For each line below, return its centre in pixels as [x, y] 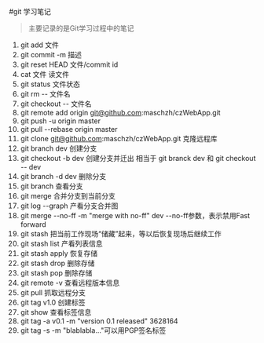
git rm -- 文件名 [45, 94]
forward [33, 224]
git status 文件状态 [50, 84]
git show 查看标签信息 [56, 312]
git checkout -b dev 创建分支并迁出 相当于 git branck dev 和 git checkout [138, 158]
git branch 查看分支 [51, 186]
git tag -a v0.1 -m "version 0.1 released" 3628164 [99, 321]
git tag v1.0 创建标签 [53, 302]
